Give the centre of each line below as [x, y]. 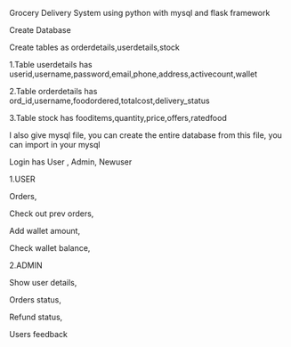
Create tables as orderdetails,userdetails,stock [94, 47]
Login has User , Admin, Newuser [71, 162]
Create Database [40, 30]
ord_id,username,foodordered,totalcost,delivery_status [110, 101]
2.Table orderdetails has [53, 91]
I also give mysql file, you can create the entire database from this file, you [146, 135]
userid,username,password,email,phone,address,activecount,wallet [133, 74]
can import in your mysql [55, 145]
